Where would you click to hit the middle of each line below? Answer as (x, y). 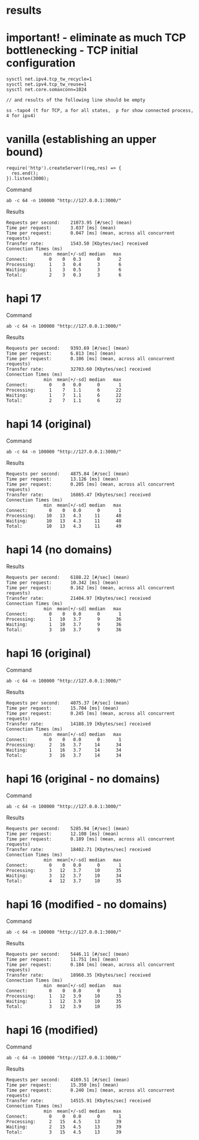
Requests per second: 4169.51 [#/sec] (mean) (68, 1080)
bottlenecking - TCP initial (72, 51)
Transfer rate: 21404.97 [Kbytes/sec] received (79, 598)
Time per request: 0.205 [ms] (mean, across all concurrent (91, 484)
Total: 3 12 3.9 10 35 (64, 1006)
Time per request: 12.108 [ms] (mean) (62, 834)
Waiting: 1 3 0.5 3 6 (64, 270)
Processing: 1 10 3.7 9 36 (64, 619)
